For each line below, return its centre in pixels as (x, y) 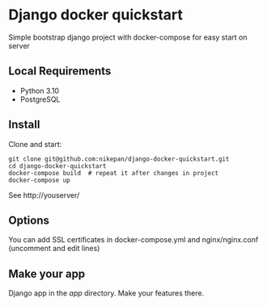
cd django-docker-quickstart (57, 166)
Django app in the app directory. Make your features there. (106, 293)
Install (24, 125)
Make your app (47, 273)
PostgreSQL (40, 99)
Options (29, 220)
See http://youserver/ (44, 195)
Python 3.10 (39, 90)
